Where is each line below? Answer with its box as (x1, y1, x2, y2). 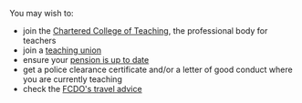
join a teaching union (22, 45, 102, 56)
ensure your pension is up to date (22, 55, 150, 65)
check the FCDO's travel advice (22, 84, 143, 94)
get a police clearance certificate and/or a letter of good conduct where (22, 64, 294, 75)
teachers (22, 36, 57, 46)
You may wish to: (9, 8, 75, 18)
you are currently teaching (22, 74, 123, 85)
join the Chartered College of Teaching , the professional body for (22, 26, 268, 36)
